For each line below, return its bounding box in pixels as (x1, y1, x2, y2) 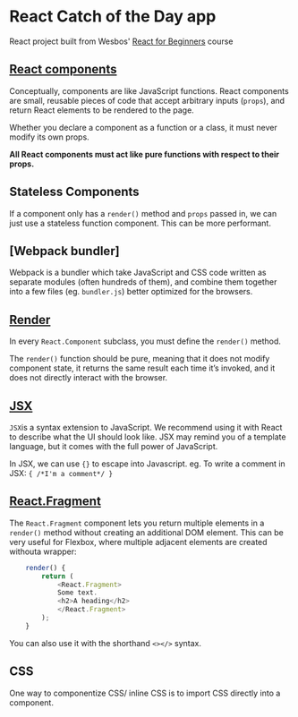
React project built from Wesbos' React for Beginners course (9, 36, 234, 47)
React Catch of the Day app (9, 6, 217, 27)
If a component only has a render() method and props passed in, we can (9, 208, 277, 218)
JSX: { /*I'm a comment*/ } (9, 468, 114, 478)
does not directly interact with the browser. (9, 372, 168, 383)
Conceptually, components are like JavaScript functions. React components (9, 85, 289, 96)
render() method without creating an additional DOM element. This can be (9, 526, 284, 538)
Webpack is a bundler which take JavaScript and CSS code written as (9, 267, 267, 278)
